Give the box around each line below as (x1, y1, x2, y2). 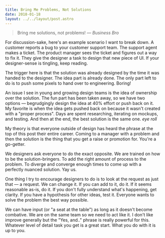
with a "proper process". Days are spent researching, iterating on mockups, (5, 111, 159, 117)
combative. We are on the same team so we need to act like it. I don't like (5, 212, 154, 218)
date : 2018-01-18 (5, 12, 41, 17)
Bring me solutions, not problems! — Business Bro (17, 30, 119, 36)
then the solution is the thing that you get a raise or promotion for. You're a (5, 136, 157, 142)
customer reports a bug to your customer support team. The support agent (5, 45, 158, 51)
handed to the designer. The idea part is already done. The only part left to (5, 75, 157, 81)
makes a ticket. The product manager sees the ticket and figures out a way (5, 50, 157, 56)
